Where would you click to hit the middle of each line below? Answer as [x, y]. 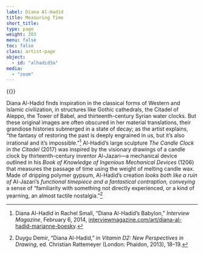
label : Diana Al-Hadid [35, 12]
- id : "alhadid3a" [35, 63]
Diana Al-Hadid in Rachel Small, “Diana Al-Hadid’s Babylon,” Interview [102, 213]
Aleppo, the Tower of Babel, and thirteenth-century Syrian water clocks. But [101, 116]
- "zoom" [23, 74]
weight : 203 [21, 35]
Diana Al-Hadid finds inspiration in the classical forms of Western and [93, 103]
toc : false [20, 46]
